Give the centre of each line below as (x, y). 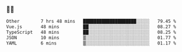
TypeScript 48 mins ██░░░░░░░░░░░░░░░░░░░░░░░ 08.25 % (91, 32)
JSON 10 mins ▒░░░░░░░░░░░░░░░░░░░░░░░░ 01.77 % (91, 37)
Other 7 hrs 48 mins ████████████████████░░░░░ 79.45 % (91, 22)
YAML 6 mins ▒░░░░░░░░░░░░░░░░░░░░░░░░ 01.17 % (91, 43)
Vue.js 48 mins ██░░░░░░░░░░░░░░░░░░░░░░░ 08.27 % (91, 27)
